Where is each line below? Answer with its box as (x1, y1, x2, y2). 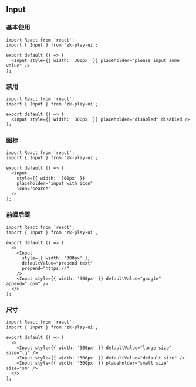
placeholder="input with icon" (16, 181, 93, 187)
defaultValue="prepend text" (21, 260, 93, 266)
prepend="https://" (21, 265, 69, 271)
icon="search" (16, 186, 51, 192)
